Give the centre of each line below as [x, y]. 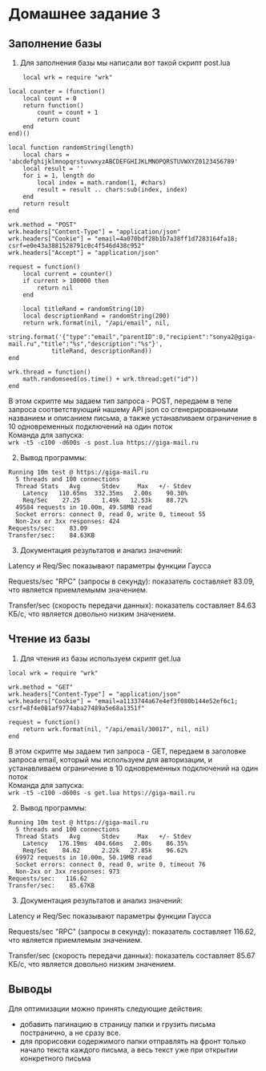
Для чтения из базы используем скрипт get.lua [101, 658]
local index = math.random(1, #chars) [102, 183]
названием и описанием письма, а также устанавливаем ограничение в [133, 418]
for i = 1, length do [58, 176]
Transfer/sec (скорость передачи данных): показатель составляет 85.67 [132, 956]
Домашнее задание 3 [85, 14]
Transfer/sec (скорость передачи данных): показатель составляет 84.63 [132, 605]
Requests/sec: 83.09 [48, 528]
